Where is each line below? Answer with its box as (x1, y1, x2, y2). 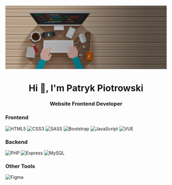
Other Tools (5, 163, 35, 170)
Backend (5, 138, 28, 145)
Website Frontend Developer (49, 100, 123, 108)
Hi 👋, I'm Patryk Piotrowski (28, 82, 144, 94)
